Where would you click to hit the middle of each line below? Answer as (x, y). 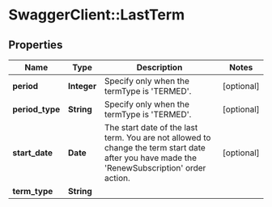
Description (159, 68)
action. (117, 178)
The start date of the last (151, 127)
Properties (36, 45)
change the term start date (155, 148)
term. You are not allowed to (157, 137)
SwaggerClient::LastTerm (97, 15)
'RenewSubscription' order (155, 168)
